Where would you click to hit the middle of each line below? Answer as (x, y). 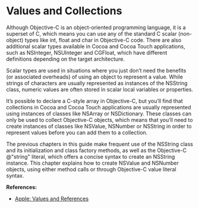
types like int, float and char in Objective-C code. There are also (103, 40)
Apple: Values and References (52, 198)
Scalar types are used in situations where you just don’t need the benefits (96, 70)
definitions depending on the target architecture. (66, 59)
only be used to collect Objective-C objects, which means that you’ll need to (99, 119)
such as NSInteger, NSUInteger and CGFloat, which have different (87, 52)
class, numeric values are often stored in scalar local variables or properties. (100, 89)
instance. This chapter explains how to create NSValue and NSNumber (93, 163)
